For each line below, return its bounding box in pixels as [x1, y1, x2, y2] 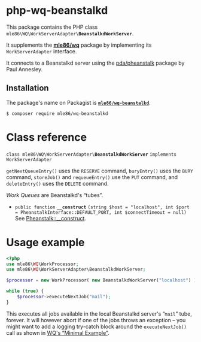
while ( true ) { [6, 288, 44, 294]
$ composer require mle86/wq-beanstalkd [6, 110, 109, 117]
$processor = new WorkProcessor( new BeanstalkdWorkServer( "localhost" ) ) [6, 277, 197, 283]
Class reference [6, 130, 87, 144]
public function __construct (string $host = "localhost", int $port [14, 204, 190, 210]
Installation [6, 83, 49, 93]
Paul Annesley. [6, 65, 43, 72]
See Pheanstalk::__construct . [14, 214, 87, 222]
